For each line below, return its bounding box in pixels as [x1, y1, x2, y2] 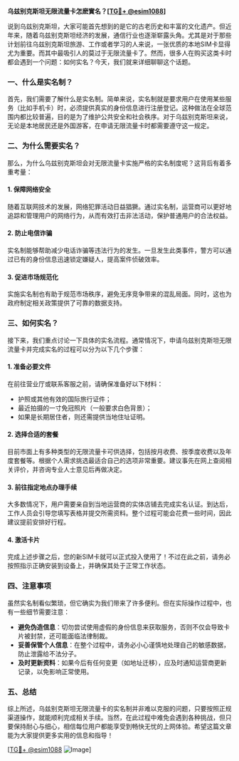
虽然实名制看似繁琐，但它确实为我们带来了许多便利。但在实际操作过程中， [7, 599, 225, 607]
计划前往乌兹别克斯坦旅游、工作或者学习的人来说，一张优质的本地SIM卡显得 [7, 40, 231, 48]
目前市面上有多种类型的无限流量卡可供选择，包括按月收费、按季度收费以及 [7, 447, 225, 455]
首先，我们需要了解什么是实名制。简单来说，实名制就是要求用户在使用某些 [7, 95, 225, 103]
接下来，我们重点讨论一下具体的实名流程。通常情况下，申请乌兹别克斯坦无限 [7, 336, 232, 344]
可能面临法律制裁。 [55, 631, 112, 640]
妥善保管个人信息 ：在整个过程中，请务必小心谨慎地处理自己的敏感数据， [17, 641, 230, 649]
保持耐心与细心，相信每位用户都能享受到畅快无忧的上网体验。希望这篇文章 [13, 722, 232, 730]
